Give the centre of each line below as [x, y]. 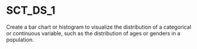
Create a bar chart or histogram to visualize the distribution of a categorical [99, 27]
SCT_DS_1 [31, 10]
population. [20, 39]
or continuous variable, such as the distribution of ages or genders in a [93, 33]
